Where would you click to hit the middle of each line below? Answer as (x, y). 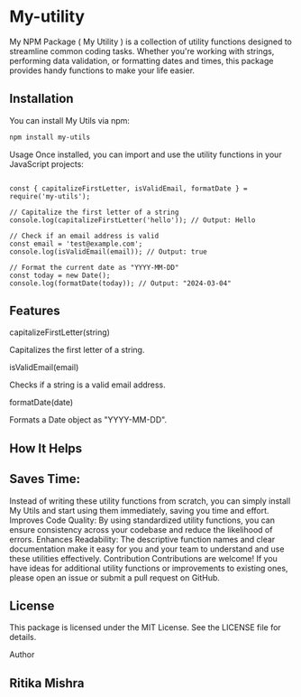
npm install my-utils (50, 137)
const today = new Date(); (60, 275)
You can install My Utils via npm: (70, 120)
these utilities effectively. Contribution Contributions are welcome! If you (143, 558)
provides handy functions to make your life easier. (102, 70)
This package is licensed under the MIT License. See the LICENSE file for (145, 627)
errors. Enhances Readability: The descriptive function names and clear (142, 539)
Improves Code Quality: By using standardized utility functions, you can (142, 520)
